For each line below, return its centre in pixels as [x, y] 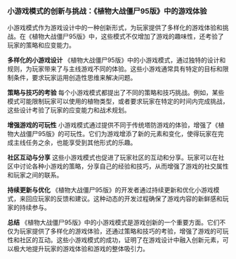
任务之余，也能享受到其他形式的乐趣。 [81, 142]
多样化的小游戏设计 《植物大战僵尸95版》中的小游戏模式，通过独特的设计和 [117, 60]
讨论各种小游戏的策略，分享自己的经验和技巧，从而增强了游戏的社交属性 [124, 166]
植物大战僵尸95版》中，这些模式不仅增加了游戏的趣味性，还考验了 [127, 36]
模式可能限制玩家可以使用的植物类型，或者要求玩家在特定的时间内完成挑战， [118, 101]
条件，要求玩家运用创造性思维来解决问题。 [75, 78]
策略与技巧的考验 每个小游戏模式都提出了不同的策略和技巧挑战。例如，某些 [116, 93]
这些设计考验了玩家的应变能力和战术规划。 [69, 110]
